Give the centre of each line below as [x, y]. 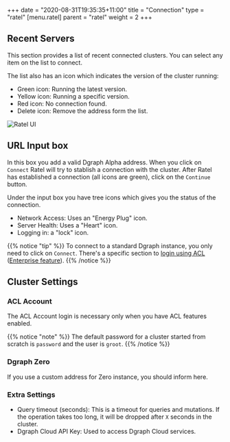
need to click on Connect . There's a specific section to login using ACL [106, 253]
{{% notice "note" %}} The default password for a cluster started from [106, 337]
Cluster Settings [43, 282]
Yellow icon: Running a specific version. [73, 96]
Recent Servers [41, 39]
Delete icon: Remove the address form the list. [82, 111]
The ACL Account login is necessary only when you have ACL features [107, 316]
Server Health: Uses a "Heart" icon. [67, 225]
